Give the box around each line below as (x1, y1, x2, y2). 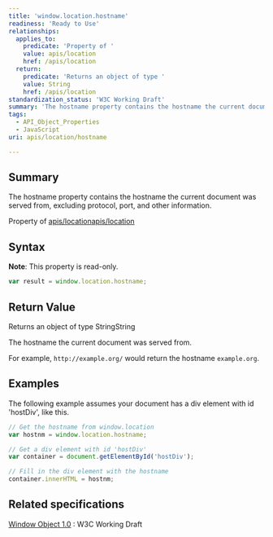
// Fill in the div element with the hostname (8, 468, 169, 476)
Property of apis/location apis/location (8, 217, 136, 227)
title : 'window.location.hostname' (8, 11, 129, 20)
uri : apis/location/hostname (8, 133, 107, 141)
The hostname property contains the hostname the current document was (8, 192, 257, 202)
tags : (8, 111, 27, 119)
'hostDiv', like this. (8, 407, 70, 416)
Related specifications (8, 498, 124, 512)
